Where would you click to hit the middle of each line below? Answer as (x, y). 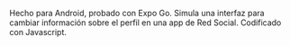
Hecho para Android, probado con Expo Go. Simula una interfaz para (137, 13)
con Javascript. (38, 32)
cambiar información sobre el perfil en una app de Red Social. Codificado (145, 23)
